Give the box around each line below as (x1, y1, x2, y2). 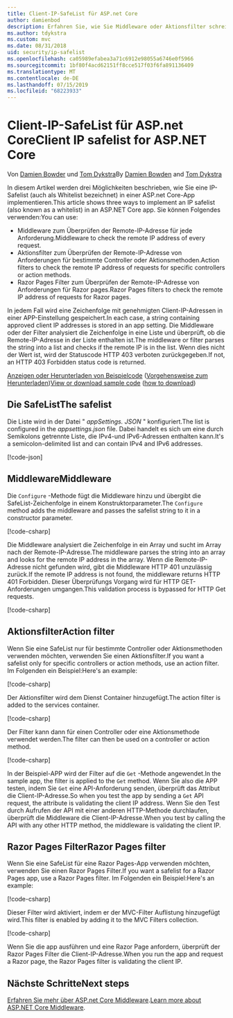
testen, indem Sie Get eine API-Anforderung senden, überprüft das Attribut (7, 784, 220, 792)
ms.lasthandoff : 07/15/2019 (7, 81, 89, 88)
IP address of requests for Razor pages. (17, 293, 132, 301)
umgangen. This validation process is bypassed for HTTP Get (51, 585, 226, 593)
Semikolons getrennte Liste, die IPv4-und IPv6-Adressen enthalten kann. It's (7, 432, 224, 440)
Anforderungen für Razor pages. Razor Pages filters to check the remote (17, 285, 223, 294)
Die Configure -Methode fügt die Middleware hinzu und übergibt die (7, 491, 201, 500)
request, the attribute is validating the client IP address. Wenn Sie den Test (7, 799, 221, 807)
